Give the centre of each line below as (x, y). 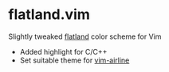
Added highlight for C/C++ (63, 51)
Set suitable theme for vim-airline (75, 60)
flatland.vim (49, 15)
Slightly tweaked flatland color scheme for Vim (85, 36)
